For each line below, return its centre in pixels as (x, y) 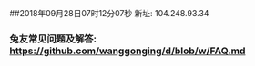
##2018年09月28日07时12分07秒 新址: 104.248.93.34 (109, 13)
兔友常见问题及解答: (53, 39)
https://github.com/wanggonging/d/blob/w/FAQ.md (127, 51)
